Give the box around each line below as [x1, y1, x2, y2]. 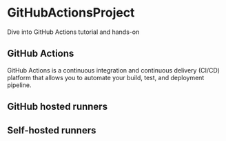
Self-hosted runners [7, 124, 96, 136]
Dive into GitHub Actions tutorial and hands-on [7, 28, 140, 36]
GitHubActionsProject [7, 5, 135, 21]
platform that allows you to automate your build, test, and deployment [7, 73, 205, 82]
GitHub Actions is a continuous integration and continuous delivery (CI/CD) [7, 66, 220, 74]
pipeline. [7, 81, 32, 89]
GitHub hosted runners [7, 101, 108, 113]
